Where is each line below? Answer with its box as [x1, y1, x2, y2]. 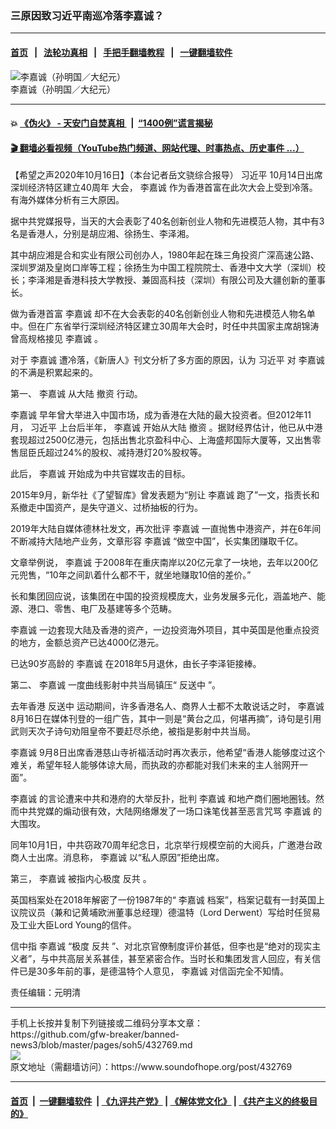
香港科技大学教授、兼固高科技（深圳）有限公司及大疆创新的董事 [62, 274, 326, 286]
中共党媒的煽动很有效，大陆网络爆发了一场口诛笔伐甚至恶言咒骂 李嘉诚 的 [18, 805, 322, 817]
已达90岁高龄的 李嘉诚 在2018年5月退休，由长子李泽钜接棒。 [10, 658, 262, 670]
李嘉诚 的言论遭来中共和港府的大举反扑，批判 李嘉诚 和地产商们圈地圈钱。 [10, 793, 316, 805]
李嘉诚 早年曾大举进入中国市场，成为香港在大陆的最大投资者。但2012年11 [10, 409, 312, 421]
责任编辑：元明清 [10, 987, 81, 999]
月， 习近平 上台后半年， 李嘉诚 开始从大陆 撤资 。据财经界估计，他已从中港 [10, 422, 323, 434]
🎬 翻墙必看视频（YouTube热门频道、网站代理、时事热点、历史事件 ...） [10, 142, 305, 154]
